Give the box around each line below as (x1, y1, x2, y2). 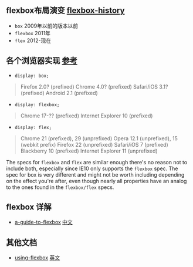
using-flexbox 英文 (14, 254, 60, 261)
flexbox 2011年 (14, 29, 51, 36)
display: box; (14, 73, 49, 79)
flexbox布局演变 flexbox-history (6, 5, 125, 16)
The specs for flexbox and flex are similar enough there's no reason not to (6, 158, 188, 165)
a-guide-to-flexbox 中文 (14, 219, 73, 226)
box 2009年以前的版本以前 (14, 22, 79, 29)
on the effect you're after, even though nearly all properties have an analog (6, 177, 187, 184)
